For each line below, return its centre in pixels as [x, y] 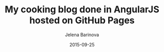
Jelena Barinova [82, 34]
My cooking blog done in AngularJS [82, 10]
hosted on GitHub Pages [82, 20]
